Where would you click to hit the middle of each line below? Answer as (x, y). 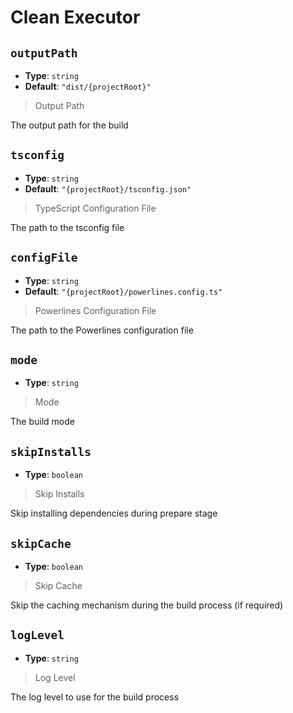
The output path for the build (69, 125)
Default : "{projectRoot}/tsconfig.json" (108, 188)
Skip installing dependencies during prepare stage (114, 513)
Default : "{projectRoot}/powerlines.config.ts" (123, 291)
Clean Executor (75, 17)
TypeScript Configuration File (95, 208)
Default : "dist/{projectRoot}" (88, 86)
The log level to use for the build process (95, 697)
